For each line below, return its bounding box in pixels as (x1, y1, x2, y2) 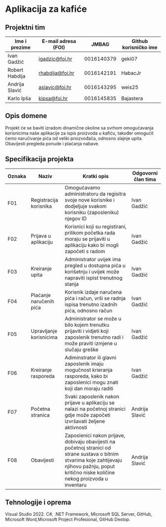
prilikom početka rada (64, 229, 115, 236)
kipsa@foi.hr (39, 95, 68, 102)
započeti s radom (64, 248, 105, 255)
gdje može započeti (64, 411, 111, 418)
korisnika (31, 203, 52, 210)
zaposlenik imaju (64, 360, 104, 367)
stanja (64, 280, 79, 287)
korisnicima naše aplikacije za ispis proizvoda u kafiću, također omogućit (5, 130, 154, 136)
